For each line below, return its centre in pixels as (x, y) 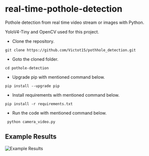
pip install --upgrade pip (32, 86)
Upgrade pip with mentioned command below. (58, 77)
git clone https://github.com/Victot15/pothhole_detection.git (71, 50)
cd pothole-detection (27, 68)
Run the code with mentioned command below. (59, 113)
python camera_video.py (31, 122)
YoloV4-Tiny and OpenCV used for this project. (52, 32)
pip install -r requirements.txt (39, 104)
